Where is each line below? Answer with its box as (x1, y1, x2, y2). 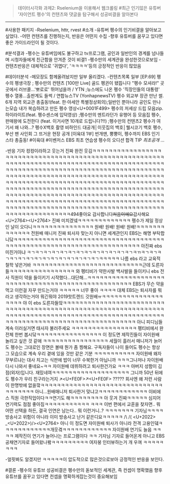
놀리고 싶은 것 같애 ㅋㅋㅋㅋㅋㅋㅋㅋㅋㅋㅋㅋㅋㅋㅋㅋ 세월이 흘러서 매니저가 (5, 338, 153, 344)
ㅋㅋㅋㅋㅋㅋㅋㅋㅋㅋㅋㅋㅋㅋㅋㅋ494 (5, 211, 79, 217)
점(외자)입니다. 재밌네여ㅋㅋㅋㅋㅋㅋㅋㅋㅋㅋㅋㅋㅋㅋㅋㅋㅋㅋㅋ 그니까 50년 (5, 369, 154, 376)
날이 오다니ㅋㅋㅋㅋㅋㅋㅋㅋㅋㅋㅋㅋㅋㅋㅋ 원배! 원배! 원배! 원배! (10, 224, 137, 230)
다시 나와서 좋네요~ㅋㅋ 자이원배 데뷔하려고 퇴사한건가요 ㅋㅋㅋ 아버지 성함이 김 (5, 363, 162, 369)
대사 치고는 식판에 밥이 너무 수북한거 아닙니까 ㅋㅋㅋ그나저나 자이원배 (27, 357, 163, 363)
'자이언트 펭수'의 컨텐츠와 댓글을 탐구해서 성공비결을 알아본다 (17, 11, 138, 17)
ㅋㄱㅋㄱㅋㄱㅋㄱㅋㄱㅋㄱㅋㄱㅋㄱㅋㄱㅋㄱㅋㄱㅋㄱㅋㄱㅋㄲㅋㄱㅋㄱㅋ (27, 249, 162, 255)
